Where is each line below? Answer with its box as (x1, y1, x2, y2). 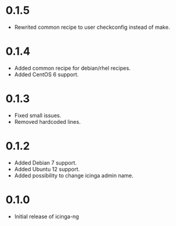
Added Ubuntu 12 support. (14, 165, 80, 173)
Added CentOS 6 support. (14, 70, 79, 78)
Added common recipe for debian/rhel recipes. (14, 64, 131, 72)
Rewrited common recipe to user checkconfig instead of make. (14, 23, 171, 31)
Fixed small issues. (14, 112, 61, 119)
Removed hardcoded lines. (14, 118, 81, 125)
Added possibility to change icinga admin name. (14, 172, 134, 179)
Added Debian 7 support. (14, 159, 77, 166)
